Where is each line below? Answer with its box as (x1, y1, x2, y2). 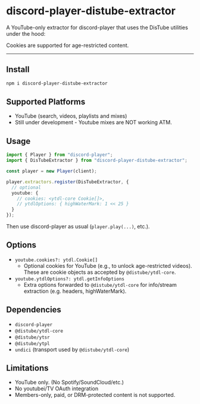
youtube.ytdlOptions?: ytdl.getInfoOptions (14, 275, 125, 282)
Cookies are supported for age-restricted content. (6, 42, 129, 49)
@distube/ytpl (14, 340, 50, 346)
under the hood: (6, 30, 46, 37)
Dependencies (6, 305, 61, 315)
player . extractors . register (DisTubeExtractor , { (6, 178, 129, 185)
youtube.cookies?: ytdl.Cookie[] (14, 257, 98, 263)
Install (6, 64, 30, 75)
